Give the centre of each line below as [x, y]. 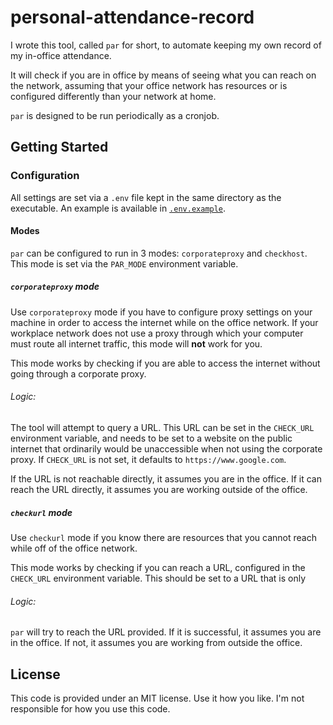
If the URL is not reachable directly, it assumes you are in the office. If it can [166, 479]
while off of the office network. [74, 548]
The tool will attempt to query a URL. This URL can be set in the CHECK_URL [162, 427]
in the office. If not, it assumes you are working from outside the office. [156, 643]
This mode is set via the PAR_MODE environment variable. [124, 263]
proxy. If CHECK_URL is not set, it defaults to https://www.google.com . [148, 459]
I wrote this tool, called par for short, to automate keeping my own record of [166, 45]
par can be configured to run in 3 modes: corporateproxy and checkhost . [159, 253]
